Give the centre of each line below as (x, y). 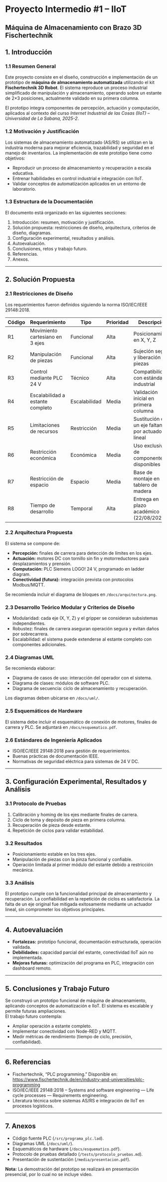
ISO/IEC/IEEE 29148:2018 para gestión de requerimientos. (71, 751)
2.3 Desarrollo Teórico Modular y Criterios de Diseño (70, 607)
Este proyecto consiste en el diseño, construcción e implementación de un (82, 77)
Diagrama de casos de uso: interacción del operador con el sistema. (82, 678)
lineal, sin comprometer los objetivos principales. (55, 909)
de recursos (44, 431)
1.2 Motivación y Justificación (42, 131)
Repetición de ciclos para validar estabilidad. (58, 830)
